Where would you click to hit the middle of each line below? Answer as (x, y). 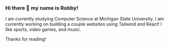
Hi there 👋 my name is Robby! (42, 8)
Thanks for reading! (26, 39)
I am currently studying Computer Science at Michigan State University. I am (84, 19)
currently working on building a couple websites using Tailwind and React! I (84, 24)
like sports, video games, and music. (43, 29)
